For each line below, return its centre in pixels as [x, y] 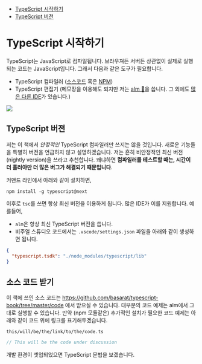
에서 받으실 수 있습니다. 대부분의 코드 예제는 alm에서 [127, 305]
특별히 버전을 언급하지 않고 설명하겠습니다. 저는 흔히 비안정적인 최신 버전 [98, 152]
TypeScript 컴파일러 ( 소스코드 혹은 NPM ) [64, 81]
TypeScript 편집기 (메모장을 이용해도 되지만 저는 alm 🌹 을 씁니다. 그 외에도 [102, 89]
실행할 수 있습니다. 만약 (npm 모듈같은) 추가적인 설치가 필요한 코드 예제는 [103, 313]
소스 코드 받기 [30, 282]
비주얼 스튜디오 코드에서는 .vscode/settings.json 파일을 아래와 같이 [96, 231]
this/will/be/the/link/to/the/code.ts [55, 332]
